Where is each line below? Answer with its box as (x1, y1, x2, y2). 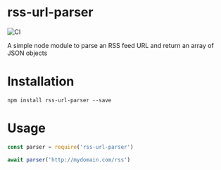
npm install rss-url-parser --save (7, 97, 112, 104)
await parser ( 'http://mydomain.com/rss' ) (7, 156, 131, 163)
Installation (7, 73, 75, 90)
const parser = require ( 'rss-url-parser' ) (7, 143, 134, 150)
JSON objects (7, 49, 48, 57)
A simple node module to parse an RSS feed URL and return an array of (7, 41, 215, 49)
